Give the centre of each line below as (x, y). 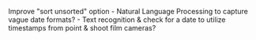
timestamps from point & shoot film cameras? (82, 28)
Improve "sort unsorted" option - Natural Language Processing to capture (128, 11)
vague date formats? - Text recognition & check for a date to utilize (117, 20)
